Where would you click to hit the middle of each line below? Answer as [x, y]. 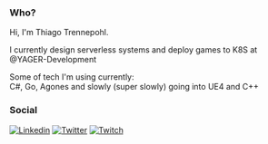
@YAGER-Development [53, 60]
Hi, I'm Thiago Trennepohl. [59, 33]
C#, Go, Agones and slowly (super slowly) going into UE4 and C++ [134, 87]
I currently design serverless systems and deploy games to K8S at [134, 50]
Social [24, 110]
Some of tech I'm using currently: [72, 77]
